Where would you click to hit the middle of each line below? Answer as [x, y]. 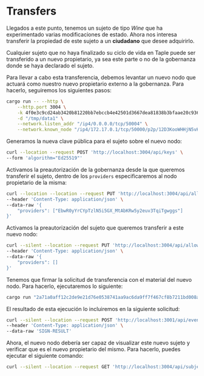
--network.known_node [44, 130]
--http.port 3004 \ [42, 107]
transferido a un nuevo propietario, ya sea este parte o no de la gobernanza [101, 59]
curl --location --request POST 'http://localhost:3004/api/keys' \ [95, 152]
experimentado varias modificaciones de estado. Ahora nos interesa [92, 34]
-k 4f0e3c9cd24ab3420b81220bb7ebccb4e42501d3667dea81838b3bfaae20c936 [108, 113]
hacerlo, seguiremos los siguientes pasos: [59, 90]
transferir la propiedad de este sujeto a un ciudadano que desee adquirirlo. [100, 41]
